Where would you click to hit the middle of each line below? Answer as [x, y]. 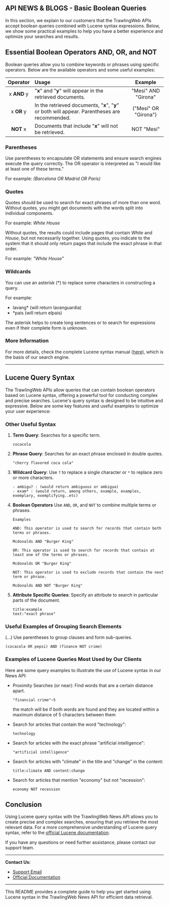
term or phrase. [29, 577]
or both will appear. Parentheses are [77, 111]
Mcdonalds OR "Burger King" [42, 563]
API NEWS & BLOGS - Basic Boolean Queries [76, 8]
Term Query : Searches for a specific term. [57, 435]
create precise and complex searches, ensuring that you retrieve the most [82, 822]
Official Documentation [36, 877]
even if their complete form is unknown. [47, 328]
